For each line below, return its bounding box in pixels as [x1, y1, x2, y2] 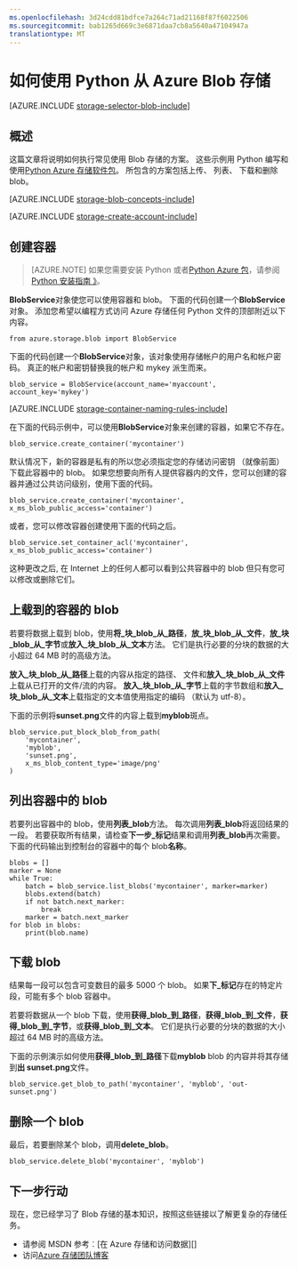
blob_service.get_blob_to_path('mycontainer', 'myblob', [9, 1080, 225, 1089]
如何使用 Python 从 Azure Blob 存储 [9, 70, 271, 91]
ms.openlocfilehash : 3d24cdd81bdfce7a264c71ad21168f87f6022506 [9, 12, 249, 22]
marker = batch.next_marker [25, 912, 129, 921]
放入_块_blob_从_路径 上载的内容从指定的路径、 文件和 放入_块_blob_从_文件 [9, 669, 286, 679]
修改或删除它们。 [16, 574, 80, 584]
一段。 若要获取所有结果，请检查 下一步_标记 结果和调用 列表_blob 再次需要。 [9, 829, 286, 840]
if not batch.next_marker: [25, 897, 125, 906]
